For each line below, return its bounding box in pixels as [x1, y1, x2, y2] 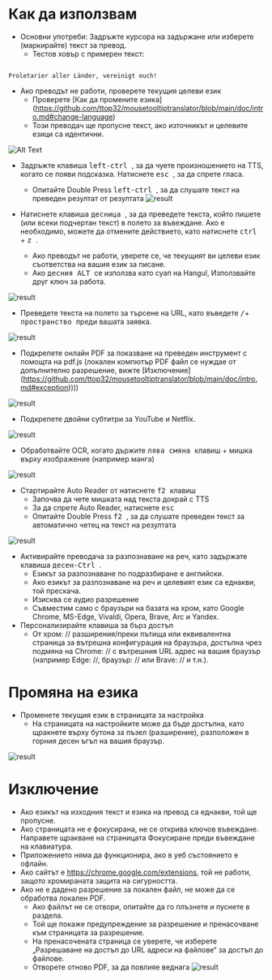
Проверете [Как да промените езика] [32, 94, 163, 104]
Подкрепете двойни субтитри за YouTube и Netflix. [19, 414, 196, 423]
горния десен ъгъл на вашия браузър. [32, 736, 164, 746]
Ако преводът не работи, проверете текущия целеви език [19, 86, 221, 96]
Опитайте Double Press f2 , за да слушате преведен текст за [32, 511, 245, 521]
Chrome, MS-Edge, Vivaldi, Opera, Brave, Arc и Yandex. [32, 612, 219, 621]
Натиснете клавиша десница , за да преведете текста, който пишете [19, 208, 261, 219]
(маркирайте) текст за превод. [19, 40, 127, 49]
